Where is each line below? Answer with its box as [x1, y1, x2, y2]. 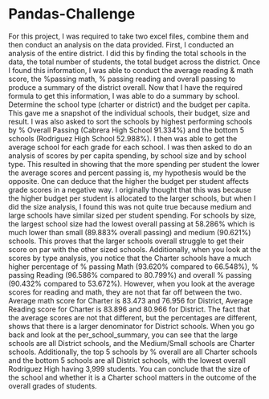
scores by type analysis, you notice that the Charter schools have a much [8, 253, 251, 263]
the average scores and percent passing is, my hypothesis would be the [8, 168, 247, 177]
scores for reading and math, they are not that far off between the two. [8, 287, 243, 297]
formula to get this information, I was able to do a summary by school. [8, 91, 240, 100]
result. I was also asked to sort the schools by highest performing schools [8, 116, 253, 126]
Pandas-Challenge [8, 5, 136, 23]
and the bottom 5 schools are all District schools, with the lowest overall [8, 355, 247, 365]
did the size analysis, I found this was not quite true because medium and [8, 202, 251, 211]
